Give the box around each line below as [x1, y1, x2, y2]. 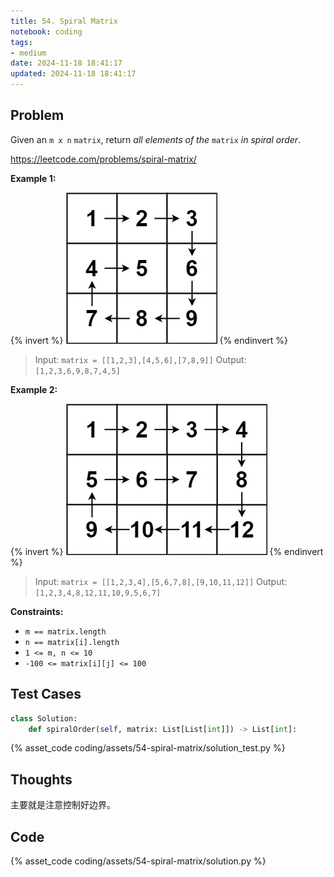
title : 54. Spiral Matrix [10, 16, 118, 26]
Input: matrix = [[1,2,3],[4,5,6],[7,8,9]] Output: [34, 353, 247, 365]
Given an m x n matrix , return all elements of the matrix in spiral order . [10, 133, 302, 145]
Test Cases [10, 686, 82, 703]
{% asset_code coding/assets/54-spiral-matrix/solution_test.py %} [10, 742, 286, 754]
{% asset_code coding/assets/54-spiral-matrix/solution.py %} [10, 855, 267, 867]
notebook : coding [10, 26, 83, 37]
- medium [10, 48, 47, 58]
